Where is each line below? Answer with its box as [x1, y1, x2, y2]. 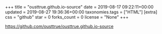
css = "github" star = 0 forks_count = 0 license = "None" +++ [5, 14, 129, 20]
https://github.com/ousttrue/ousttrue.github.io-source [5, 23, 114, 29]
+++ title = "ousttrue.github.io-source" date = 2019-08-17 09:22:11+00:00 [5, 4, 154, 10]
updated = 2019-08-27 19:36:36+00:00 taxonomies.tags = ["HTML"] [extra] [5, 9, 158, 15]
